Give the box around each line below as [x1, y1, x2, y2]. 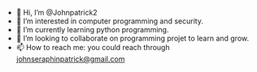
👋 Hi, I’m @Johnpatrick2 [15, 8, 98, 17]
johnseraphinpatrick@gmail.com [15, 54, 125, 64]
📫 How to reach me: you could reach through [15, 43, 170, 52]
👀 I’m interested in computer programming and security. [15, 16, 203, 26]
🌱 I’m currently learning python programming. [15, 25, 169, 34]
